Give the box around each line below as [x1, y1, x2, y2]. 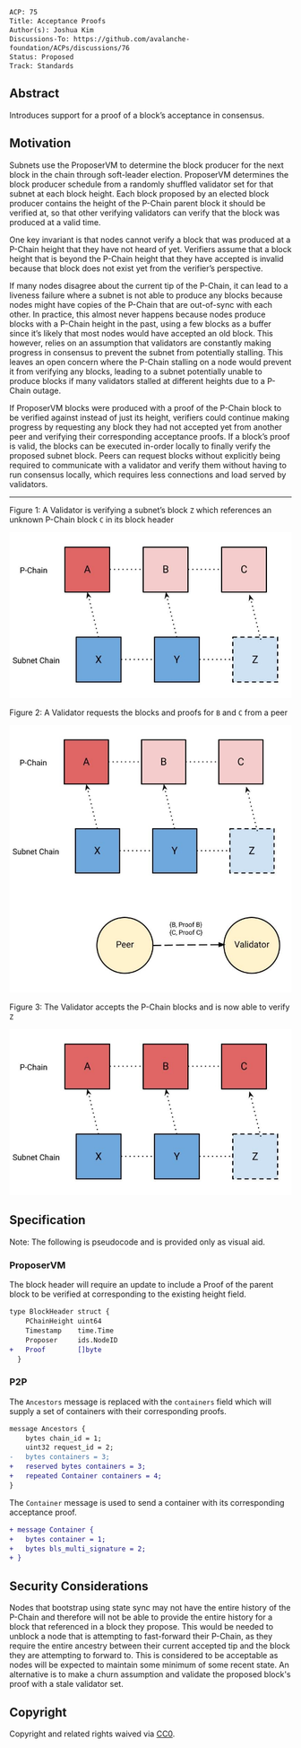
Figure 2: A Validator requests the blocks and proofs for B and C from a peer [9, 707, 288, 718]
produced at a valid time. [9, 216, 101, 227]
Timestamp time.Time [25, 1326, 115, 1335]
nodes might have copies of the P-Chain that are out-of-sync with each [9, 299, 273, 310]
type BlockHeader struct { [9, 1307, 110, 1316]
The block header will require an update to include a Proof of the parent [9, 1280, 274, 1290]
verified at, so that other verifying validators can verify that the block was [9, 207, 280, 218]
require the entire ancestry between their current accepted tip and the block [9, 1640, 291, 1651]
